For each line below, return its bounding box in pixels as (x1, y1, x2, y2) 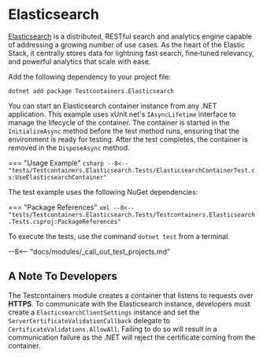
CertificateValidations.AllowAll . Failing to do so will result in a (8, 324, 218, 333)
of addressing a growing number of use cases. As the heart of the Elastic (8, 39, 246, 49)
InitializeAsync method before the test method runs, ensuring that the (8, 126, 240, 136)
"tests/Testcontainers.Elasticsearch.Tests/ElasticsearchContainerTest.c (8, 166, 256, 174)
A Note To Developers (8, 270, 118, 283)
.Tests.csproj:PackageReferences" (8, 218, 122, 225)
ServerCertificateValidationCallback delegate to (8, 315, 171, 325)
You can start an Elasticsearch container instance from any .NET (8, 101, 217, 110)
